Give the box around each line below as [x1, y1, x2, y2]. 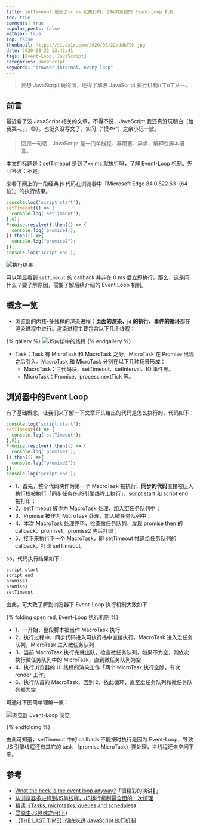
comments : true [6, 20, 44, 26]
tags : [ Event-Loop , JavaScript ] [6, 53, 87, 59]
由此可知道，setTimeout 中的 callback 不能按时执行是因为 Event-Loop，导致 [6, 736, 194, 743]
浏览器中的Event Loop [6, 392, 88, 402]
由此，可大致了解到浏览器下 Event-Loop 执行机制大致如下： [6, 600, 153, 608]
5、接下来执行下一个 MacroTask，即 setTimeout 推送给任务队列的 [14, 535, 177, 542]
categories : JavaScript [6, 59, 66, 65]
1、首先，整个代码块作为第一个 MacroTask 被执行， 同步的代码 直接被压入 [14, 483, 194, 490]
